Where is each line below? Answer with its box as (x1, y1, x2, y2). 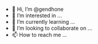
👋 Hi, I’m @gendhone (11, 6, 64, 12)
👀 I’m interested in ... (11, 12, 62, 19)
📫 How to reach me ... (11, 32, 67, 38)
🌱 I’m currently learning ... (11, 18, 75, 25)
